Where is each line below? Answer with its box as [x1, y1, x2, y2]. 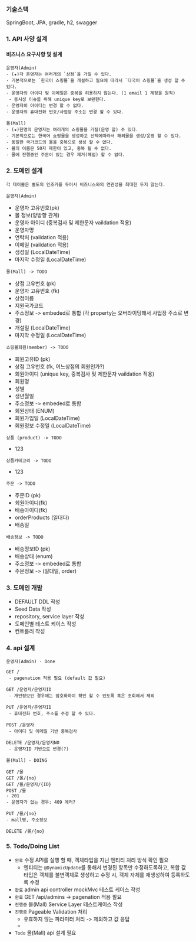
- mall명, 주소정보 [6, 817, 48, 823]
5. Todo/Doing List [6, 842, 60, 850]
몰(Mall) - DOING [6, 758, 48, 764]
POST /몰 [6, 788, 26, 794]
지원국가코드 [14, 302, 44, 309]
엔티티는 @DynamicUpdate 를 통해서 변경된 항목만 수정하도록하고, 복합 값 [23, 863, 187, 871]
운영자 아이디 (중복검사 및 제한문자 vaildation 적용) [14, 219, 132, 226]
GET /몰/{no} [6, 775, 37, 781]
